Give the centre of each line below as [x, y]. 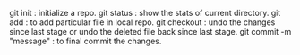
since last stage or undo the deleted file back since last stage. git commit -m [150, 31]
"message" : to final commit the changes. [86, 41]
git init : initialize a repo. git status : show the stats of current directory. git [145, 13]
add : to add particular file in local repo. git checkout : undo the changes [142, 22]
